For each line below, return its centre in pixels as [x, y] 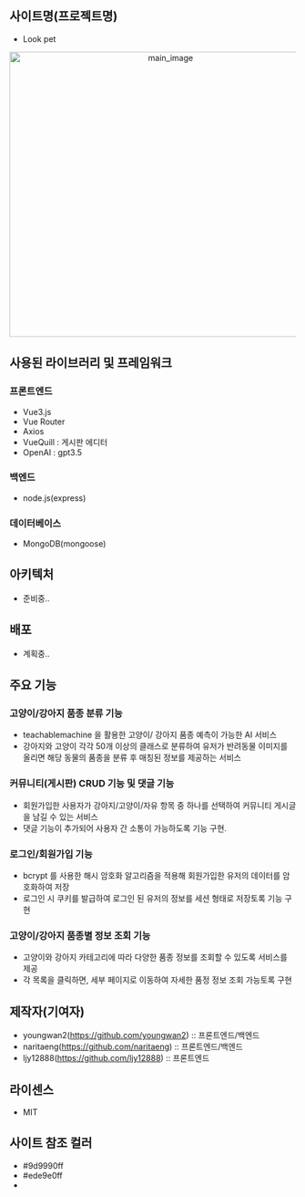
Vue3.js [37, 411]
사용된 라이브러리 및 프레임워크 [91, 363]
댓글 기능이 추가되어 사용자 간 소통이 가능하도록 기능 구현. [125, 827]
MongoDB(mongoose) [64, 544]
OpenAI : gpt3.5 [52, 452]
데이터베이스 [36, 523]
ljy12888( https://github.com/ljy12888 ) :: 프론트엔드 [116, 1058]
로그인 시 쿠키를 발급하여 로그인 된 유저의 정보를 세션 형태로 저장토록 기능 [152, 898]
